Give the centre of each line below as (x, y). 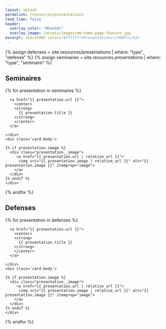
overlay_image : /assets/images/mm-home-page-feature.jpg (70, 33)
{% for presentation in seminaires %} (43, 90)
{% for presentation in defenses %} (42, 220)
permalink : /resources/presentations (44, 15)
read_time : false (23, 19)
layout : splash (21, 10)
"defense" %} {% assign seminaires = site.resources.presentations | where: (83, 57)
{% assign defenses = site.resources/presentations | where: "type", (74, 52)
